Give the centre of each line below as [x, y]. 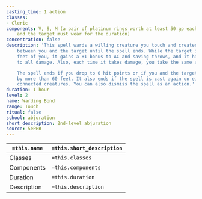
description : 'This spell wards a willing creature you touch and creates [102, 46]
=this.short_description [87, 148]
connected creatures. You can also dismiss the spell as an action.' [106, 84]
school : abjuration [31, 118]
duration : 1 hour [28, 90]
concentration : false [33, 40]
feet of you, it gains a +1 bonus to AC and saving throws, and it [103, 57]
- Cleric [17, 23]
